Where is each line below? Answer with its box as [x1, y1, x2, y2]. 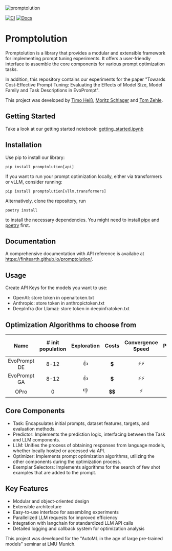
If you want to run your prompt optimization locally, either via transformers [5, 173, 162, 180]
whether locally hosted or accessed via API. [12, 448, 106, 454]
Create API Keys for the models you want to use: [5, 285, 107, 291]
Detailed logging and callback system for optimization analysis [12, 525, 145, 531]
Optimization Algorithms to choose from [5, 321, 137, 329]
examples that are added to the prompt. [12, 469, 96, 475]
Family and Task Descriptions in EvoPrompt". [5, 87, 100, 93]
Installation [5, 140, 42, 149]
